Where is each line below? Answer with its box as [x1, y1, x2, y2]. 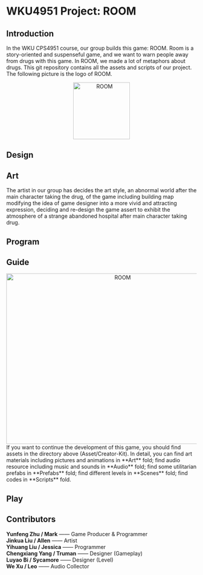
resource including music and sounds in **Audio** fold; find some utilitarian [6, 463, 197, 471]
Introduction [6, 29, 54, 39]
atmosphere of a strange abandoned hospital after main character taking [6, 212, 187, 220]
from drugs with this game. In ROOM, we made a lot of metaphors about [6, 58, 186, 64]
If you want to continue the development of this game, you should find [6, 444, 181, 451]
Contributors [6, 514, 56, 525]
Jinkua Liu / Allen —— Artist [6, 537, 77, 544]
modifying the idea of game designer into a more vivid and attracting [6, 200, 177, 207]
